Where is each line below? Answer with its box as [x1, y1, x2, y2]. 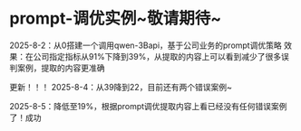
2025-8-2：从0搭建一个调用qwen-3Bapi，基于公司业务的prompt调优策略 [9, 40, 283, 51]
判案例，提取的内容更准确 [9, 62, 105, 73]
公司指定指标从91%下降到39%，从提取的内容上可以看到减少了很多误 [33, 51, 290, 61]
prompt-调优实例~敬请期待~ [9, 8, 222, 29]
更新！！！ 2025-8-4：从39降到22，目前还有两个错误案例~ [9, 81, 233, 92]
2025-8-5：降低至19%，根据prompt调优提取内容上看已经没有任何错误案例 [9, 100, 287, 111]
